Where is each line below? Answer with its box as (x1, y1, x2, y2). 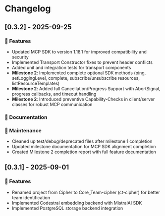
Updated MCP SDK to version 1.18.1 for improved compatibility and (11, 49, 147, 54)
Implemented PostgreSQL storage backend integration (11, 205, 123, 211)
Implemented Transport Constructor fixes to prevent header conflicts (11, 59, 153, 65)
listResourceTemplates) (11, 80, 60, 86)
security (11, 54, 29, 60)
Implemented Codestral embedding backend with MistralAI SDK (11, 200, 142, 206)
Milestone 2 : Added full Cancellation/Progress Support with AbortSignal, (11, 85, 161, 92)
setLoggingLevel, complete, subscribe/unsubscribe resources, (11, 75, 140, 81)
